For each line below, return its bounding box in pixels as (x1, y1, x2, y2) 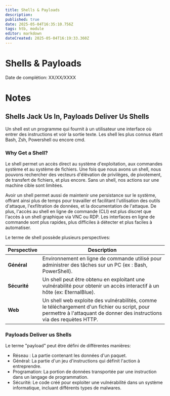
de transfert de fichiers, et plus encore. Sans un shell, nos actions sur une (5, 177, 159, 183)
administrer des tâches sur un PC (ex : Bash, (42, 261, 148, 269)
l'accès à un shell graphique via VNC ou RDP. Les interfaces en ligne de (5, 214, 155, 220)
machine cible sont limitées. (5, 182, 63, 188)
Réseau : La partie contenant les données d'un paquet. (12, 352, 127, 358)
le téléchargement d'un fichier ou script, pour (42, 303, 150, 310)
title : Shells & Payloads (5, 7, 60, 13)
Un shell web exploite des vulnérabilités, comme (42, 297, 157, 304)
